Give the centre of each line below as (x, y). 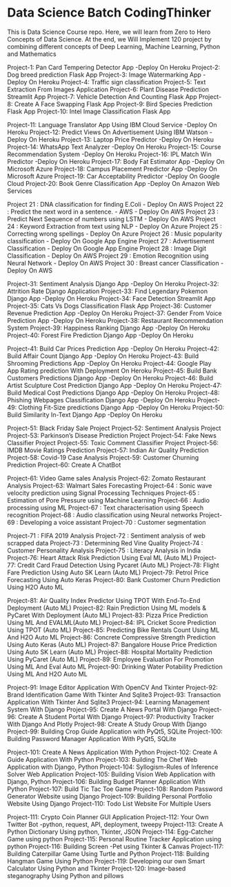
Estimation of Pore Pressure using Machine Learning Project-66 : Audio (109, 500)
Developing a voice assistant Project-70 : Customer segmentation (113, 522)
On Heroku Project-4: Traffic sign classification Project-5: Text (117, 82)
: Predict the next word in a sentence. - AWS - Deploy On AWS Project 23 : (113, 212)
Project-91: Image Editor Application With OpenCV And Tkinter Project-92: (113, 687)
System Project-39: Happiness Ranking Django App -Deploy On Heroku (109, 328)
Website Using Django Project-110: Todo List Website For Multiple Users (109, 803)
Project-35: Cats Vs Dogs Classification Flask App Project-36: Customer (110, 306)
